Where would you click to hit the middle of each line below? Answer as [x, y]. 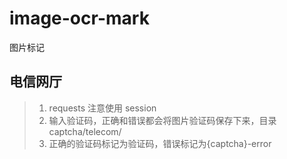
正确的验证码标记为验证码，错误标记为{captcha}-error [160, 143]
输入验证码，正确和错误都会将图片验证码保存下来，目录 [162, 120]
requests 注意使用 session [102, 108]
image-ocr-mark [79, 18]
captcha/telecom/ [85, 131]
